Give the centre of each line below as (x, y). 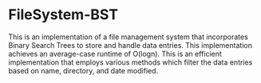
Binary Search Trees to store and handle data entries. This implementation (130, 45)
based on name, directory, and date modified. (83, 70)
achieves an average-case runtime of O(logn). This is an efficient (115, 53)
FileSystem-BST (63, 15)
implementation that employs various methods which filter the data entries (130, 62)
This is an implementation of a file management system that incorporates (129, 37)
